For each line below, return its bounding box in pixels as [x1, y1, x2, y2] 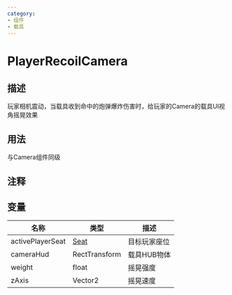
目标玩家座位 [127, 237, 170, 247]
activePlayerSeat [10, 237, 66, 246]
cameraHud [10, 250, 49, 260]
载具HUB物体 [127, 250, 171, 260]
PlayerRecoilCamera [7, 53, 128, 69]
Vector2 [72, 276, 99, 285]
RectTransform [72, 250, 121, 260]
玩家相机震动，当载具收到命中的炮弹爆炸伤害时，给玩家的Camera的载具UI [7, 102, 219, 111]
